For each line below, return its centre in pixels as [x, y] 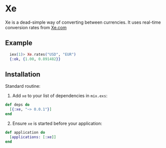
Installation [23, 74]
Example [19, 43]
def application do [25, 132]
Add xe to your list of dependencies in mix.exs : [60, 96]
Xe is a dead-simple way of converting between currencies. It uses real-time [83, 22]
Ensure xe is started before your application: [57, 123]
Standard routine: [23, 86]
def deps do [17, 105]
